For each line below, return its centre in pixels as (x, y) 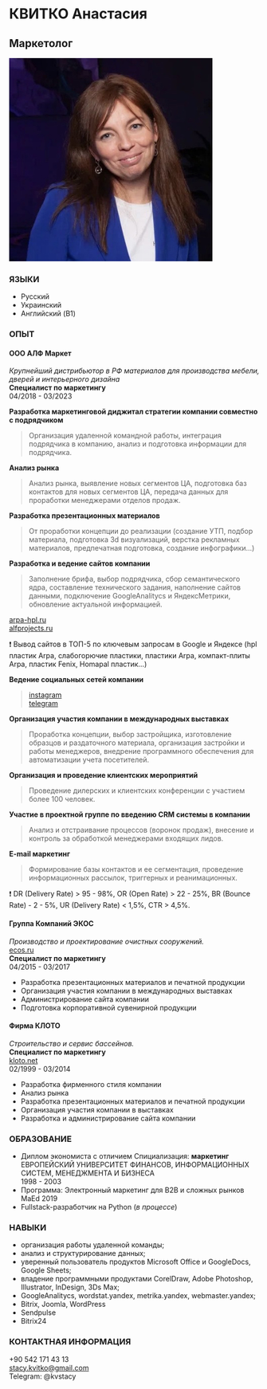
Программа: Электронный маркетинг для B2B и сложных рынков (132, 1190)
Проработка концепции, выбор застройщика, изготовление (130, 735)
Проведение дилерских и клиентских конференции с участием (137, 791)
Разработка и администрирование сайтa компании (108, 1118)
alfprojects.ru (31, 628)
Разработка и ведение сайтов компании (80, 563)
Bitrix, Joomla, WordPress (63, 1305)
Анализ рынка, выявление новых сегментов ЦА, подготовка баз (137, 484)
